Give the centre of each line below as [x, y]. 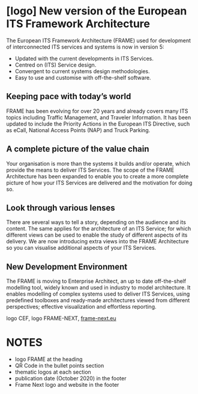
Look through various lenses [61, 208]
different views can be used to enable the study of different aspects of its [97, 235]
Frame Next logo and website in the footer [67, 385]
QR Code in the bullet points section [59, 366]
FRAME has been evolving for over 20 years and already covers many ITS [97, 111]
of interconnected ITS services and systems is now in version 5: [85, 47]
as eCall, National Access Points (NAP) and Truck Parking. [78, 130]
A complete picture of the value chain [78, 149]
